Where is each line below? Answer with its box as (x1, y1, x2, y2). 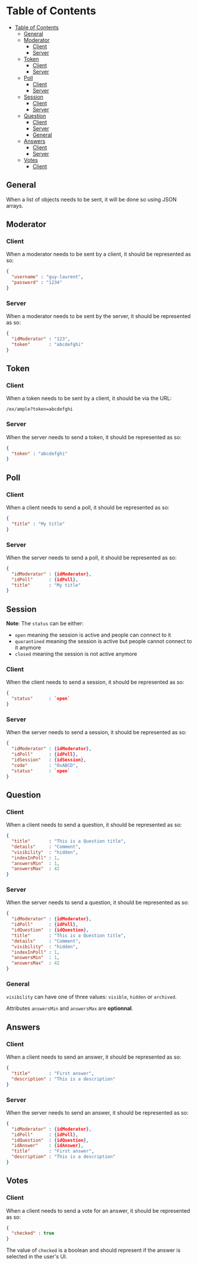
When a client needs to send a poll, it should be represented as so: (6, 504, 169, 511)
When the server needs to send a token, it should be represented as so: (6, 433, 182, 440)
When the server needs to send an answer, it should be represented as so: (6, 1109, 189, 1116)
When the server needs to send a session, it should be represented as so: (6, 729, 187, 736)
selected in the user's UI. (6, 1253, 67, 1260)
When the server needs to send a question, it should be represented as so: (6, 899, 189, 906)
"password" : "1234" (11, 279, 62, 286)
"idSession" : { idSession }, (11, 757, 86, 763)
